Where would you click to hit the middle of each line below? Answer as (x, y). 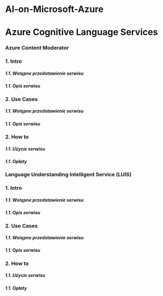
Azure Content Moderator (37, 48)
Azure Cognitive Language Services (82, 32)
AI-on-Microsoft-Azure (54, 9)
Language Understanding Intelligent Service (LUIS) (68, 175)
